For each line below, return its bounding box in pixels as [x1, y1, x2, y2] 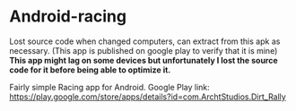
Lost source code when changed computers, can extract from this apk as [9, 36, 281, 47]
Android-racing [9, 6, 127, 27]
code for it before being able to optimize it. [9, 64, 171, 75]
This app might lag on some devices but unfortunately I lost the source [9, 55, 278, 65]
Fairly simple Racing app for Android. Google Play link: [9, 81, 211, 92]
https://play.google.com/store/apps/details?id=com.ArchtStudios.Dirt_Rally [9, 91, 287, 102]
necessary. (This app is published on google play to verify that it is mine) [9, 45, 278, 55]
